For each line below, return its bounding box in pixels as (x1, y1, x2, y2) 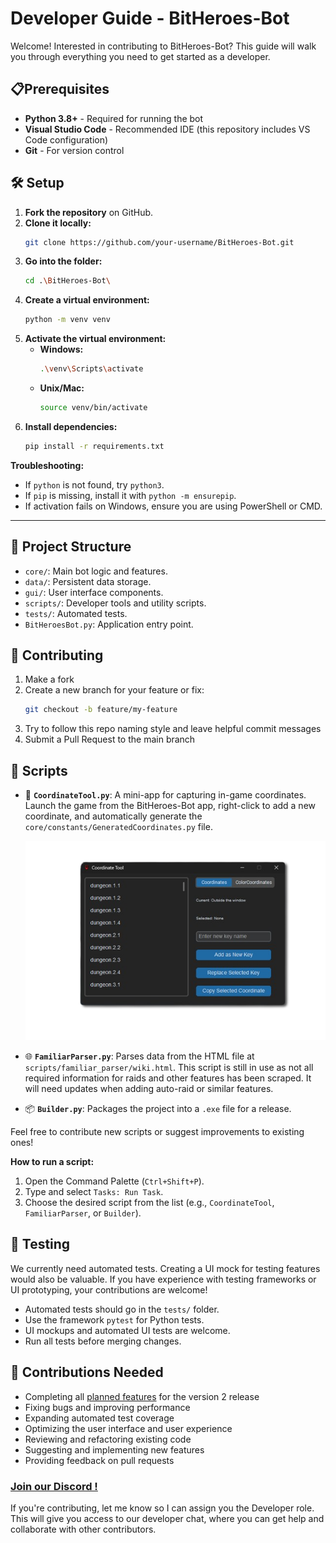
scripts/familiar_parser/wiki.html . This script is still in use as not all (24, 1061, 314, 1073)
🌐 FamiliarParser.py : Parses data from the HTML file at (24, 1050, 255, 1062)
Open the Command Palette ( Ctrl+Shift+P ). (24, 1175, 205, 1187)
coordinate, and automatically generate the (24, 810, 203, 822)
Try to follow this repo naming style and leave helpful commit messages (24, 723, 322, 735)
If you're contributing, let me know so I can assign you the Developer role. (10, 1502, 315, 1514)
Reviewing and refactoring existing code (24, 1433, 192, 1445)
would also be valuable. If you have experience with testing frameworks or (10, 1273, 317, 1285)
